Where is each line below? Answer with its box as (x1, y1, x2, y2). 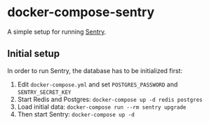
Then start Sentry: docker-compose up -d (17, 110, 135, 118)
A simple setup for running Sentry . (7, 27, 107, 36)
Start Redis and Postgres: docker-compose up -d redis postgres (17, 95, 203, 103)
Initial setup (7, 48, 60, 60)
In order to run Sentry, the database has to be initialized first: (7, 66, 183, 74)
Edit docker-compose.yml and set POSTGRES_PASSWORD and (17, 80, 178, 88)
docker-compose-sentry (7, 4, 155, 20)
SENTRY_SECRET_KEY (17, 88, 72, 96)
